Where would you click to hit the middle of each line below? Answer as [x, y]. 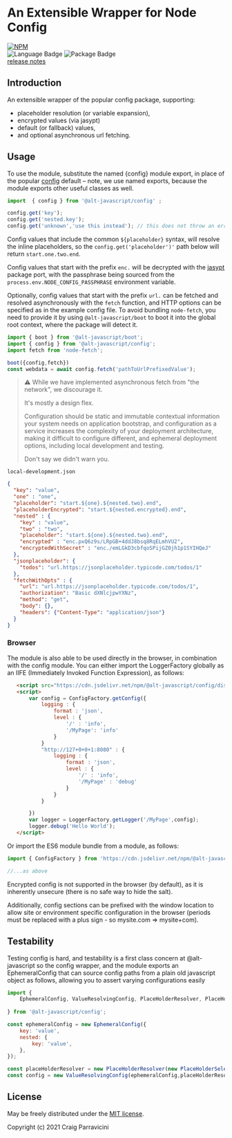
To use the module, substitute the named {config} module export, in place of [116, 173]
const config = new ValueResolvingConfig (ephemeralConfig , [94, 1076]
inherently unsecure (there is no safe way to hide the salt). [90, 891]
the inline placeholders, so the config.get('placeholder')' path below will [113, 247]
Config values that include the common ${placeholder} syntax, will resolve [114, 239]
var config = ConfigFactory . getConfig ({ [88, 698]
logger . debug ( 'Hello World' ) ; [72, 826]
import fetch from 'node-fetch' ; [55, 350]
